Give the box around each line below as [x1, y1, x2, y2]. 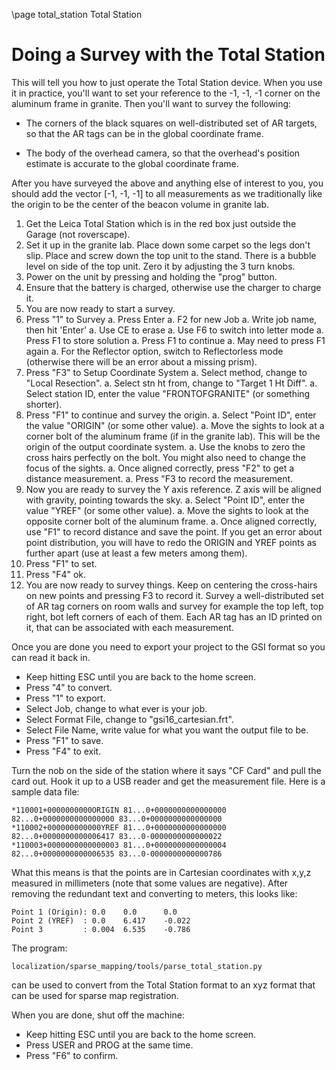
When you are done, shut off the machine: [11, 1009, 185, 1021]
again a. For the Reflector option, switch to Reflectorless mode [25, 345, 284, 357]
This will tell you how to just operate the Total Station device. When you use [11, 76, 323, 88]
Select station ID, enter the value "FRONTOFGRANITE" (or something [25, 387, 311, 399]
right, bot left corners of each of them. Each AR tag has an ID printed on [25, 610, 323, 623]
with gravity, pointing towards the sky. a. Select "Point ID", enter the [25, 494, 306, 506]
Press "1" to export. [25, 692, 106, 704]
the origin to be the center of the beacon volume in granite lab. [11, 198, 270, 210]
